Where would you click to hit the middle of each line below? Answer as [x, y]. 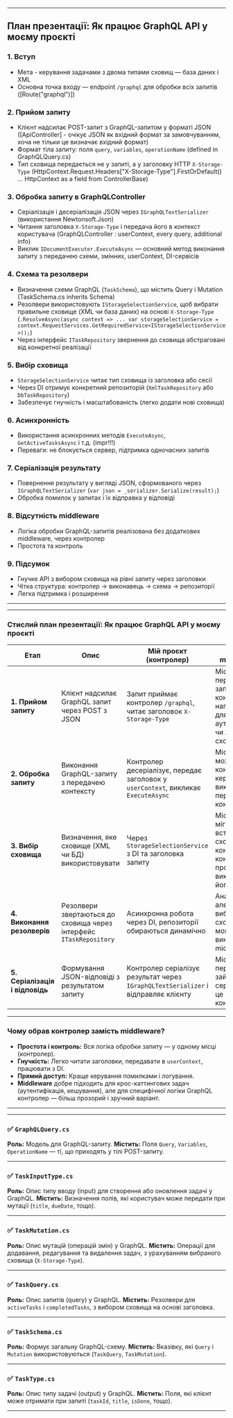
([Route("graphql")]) [46, 94]
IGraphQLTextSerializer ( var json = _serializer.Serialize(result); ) [118, 491]
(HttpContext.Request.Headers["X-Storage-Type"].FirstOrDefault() [127, 171]
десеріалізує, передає [164, 770]
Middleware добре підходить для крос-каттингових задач [103, 1083]
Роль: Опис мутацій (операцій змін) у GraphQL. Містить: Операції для [111, 1245]
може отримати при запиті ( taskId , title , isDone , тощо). [90, 1401]
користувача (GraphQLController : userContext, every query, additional [120, 234]
